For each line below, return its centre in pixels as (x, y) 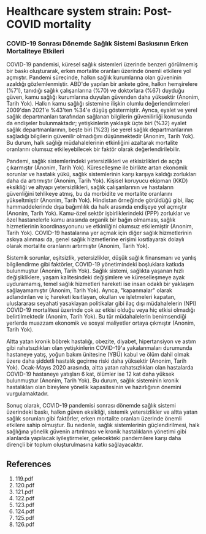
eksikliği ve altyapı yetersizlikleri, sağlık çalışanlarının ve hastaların (90, 187)
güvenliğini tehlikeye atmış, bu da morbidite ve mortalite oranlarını (90, 194)
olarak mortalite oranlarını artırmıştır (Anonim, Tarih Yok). (78, 246)
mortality (67, 24)
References (29, 464)
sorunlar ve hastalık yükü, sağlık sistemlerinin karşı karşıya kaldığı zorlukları (102, 174)
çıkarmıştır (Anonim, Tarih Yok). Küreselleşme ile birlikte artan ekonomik (97, 168)
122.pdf (25, 498)
